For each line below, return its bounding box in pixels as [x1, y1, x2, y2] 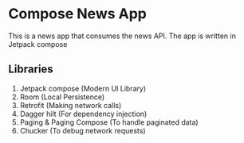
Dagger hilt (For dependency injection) [19, 109, 148, 118]
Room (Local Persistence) [19, 92, 105, 102]
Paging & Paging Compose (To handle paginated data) [19, 117, 199, 127]
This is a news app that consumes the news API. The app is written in [8, 31, 237, 41]
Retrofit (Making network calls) [19, 100, 122, 110]
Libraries [8, 63, 53, 76]
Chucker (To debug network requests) [19, 126, 146, 135]
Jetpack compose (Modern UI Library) [19, 83, 147, 93]
